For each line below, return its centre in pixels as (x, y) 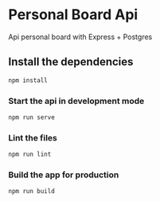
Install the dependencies (71, 62)
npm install (28, 80)
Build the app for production (64, 175)
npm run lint (30, 154)
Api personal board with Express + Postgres (80, 37)
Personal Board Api (73, 15)
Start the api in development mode (76, 101)
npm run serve (32, 117)
